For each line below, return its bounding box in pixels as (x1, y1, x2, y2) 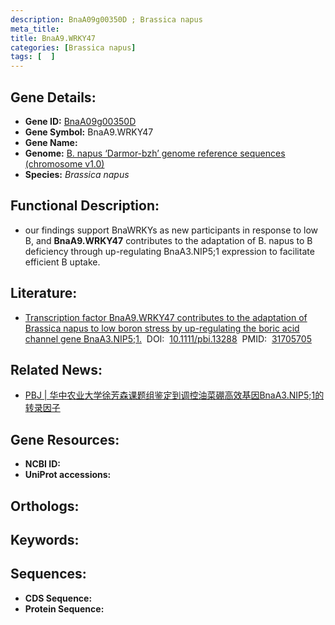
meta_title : (10, 24, 60, 34)
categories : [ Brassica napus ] (10, 42, 137, 53)
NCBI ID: (24, 458, 62, 470)
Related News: (10, 361, 103, 378)
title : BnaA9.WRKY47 (10, 33, 97, 43)
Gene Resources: (10, 431, 120, 448)
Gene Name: (24, 136, 78, 148)
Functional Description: (10, 197, 160, 215)
